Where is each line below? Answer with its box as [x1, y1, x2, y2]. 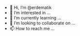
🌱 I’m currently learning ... [9, 15, 62, 20]
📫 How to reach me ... [9, 26, 55, 31]
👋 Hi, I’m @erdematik [9, 5, 52, 10]
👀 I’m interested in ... [9, 10, 51, 16]
